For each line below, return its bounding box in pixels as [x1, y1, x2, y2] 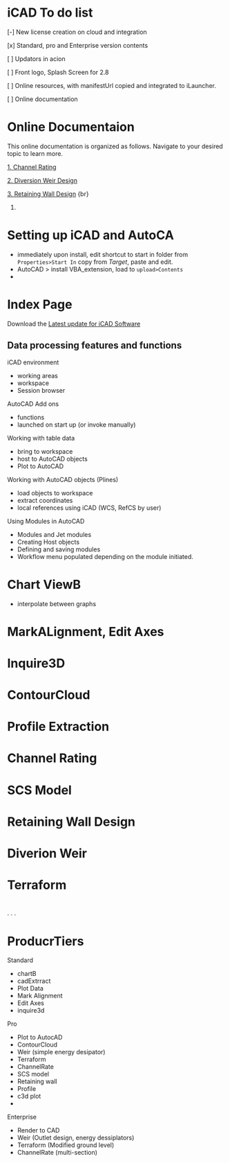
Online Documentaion [7, 119, 135, 135]
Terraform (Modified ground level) [17, 1141, 115, 1149]
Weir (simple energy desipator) [17, 1048, 106, 1056]
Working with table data [7, 434, 75, 442]
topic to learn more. [7, 149, 64, 157]
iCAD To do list [7, 5, 93, 21]
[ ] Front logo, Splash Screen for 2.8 [7, 68, 109, 76]
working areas [17, 371, 59, 380]
